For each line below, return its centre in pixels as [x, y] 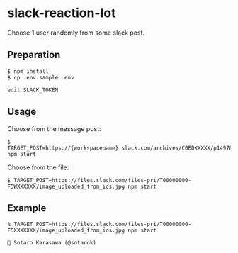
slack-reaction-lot [62, 13]
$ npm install [28, 71]
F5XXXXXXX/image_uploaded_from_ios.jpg [66, 231]
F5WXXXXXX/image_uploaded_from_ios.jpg [66, 186]
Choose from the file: [38, 167]
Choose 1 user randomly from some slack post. [76, 33]
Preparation [34, 55]
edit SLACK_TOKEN [33, 90]
